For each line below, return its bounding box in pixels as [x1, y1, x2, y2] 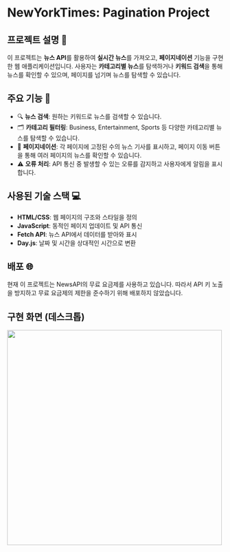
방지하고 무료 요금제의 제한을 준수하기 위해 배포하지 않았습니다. [14, 289, 183, 297]
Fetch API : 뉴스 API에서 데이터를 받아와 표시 [16, 230, 137, 238]
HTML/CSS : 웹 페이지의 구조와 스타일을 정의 [16, 213, 137, 221]
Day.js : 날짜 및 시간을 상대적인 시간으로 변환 [16, 239, 136, 247]
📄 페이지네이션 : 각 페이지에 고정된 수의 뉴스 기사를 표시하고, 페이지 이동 [16, 142, 208, 151]
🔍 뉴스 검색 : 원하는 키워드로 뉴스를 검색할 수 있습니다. [16, 112, 162, 120]
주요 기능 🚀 [7, 93, 51, 105]
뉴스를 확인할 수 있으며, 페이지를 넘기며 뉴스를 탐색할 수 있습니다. [7, 71, 181, 78]
